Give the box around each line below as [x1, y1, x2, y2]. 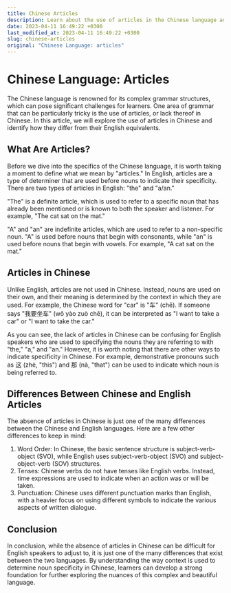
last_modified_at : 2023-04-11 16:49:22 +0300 [7, 29, 140, 36]
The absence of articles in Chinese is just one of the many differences [7, 417, 206, 425]
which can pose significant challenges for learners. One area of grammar [7, 101, 214, 110]
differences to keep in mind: [7, 431, 87, 440]
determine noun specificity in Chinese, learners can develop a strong [7, 563, 203, 572]
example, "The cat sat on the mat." [7, 211, 105, 220]
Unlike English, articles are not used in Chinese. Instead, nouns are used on [7, 285, 221, 293]
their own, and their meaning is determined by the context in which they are [7, 292, 221, 301]
